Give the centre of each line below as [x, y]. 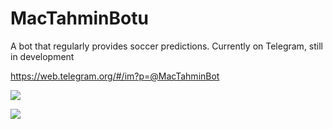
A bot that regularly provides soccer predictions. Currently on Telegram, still [166, 46]
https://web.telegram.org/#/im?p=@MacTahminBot [115, 76]
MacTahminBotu [79, 18]
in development [42, 56]
